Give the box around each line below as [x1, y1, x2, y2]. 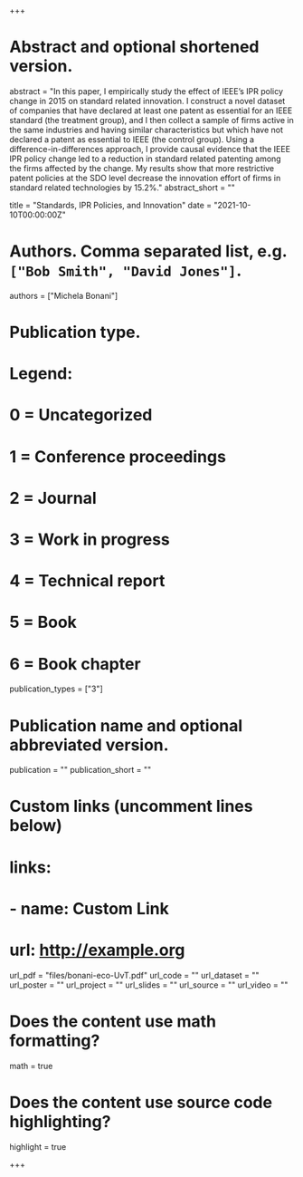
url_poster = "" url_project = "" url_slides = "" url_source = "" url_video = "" [9, 979, 289, 990]
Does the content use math [9, 1011, 217, 1031]
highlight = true [9, 1141, 67, 1152]
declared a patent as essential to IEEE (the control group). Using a [9, 133, 255, 145]
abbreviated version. [9, 735, 169, 755]
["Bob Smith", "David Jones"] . [9, 260, 242, 281]
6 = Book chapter [9, 653, 142, 674]
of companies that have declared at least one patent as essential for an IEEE [9, 105, 293, 116]
